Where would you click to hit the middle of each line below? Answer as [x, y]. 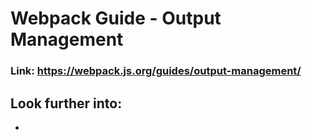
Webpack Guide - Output [116, 18]
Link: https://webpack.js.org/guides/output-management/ [156, 71]
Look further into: [66, 103]
